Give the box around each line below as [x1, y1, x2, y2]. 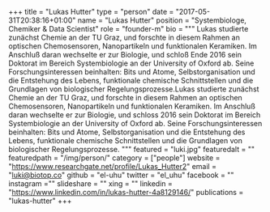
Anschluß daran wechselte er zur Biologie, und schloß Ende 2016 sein [8, 50, 242, 59]
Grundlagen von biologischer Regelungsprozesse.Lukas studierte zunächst [8, 84, 259, 94]
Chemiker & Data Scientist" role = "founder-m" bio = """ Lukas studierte [8, 24, 249, 33]
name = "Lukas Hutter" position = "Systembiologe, [77, 15, 247, 25]
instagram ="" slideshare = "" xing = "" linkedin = [8, 179, 173, 189]
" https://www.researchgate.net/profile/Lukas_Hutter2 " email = [8, 162, 217, 171]
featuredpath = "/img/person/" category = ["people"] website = [8, 153, 221, 163]
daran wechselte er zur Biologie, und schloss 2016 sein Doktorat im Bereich [8, 110, 261, 120]
